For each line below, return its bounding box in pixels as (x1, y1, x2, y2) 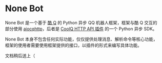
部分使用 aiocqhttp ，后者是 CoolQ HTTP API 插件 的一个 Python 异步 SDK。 (5, 25, 157, 32)
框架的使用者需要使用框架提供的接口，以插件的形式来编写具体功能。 (5, 42, 142, 48)
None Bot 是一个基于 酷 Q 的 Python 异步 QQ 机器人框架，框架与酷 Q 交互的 (5, 20, 158, 25)
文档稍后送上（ (5, 52, 35, 59)
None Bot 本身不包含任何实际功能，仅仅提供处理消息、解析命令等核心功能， (5, 36, 158, 42)
